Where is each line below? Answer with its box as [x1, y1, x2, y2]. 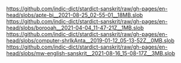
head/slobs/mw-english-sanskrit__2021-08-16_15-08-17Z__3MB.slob [6, 50, 176, 56]
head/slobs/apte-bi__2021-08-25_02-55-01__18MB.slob [6, 11, 143, 19]
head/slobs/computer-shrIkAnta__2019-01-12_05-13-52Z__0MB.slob [6, 37, 175, 44]
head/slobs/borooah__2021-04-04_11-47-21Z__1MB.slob [6, 24, 144, 31]
